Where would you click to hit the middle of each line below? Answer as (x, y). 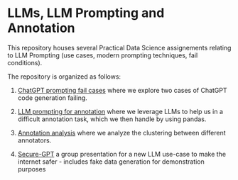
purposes (32, 169)
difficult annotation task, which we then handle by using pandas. (112, 119)
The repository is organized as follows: (64, 77)
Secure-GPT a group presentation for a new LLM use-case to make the (121, 154)
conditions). (25, 62)
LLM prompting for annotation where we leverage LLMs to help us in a (120, 111)
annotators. (34, 140)
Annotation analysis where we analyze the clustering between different (121, 133)
